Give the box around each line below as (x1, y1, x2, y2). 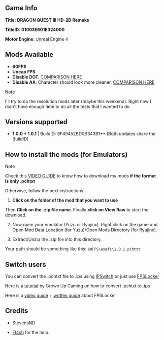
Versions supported (5, 118, 67, 126)
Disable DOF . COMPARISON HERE (12, 74, 82, 80)
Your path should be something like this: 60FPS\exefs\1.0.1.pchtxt (5, 246, 141, 252)
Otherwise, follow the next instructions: (5, 188, 85, 194)
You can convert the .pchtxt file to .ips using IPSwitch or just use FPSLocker (5, 273, 159, 279)
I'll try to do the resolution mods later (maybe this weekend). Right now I (5, 98, 151, 104)
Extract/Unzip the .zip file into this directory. (12, 237, 102, 242)
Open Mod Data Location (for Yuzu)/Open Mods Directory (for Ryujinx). (12, 227, 158, 233)
